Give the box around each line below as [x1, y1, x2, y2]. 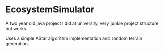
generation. [5, 40, 29, 46]
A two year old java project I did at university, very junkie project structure [5, 20, 159, 26]
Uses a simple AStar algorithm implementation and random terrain [5, 35, 143, 41]
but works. [5, 25, 28, 31]
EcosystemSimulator [5, 4, 95, 15]
